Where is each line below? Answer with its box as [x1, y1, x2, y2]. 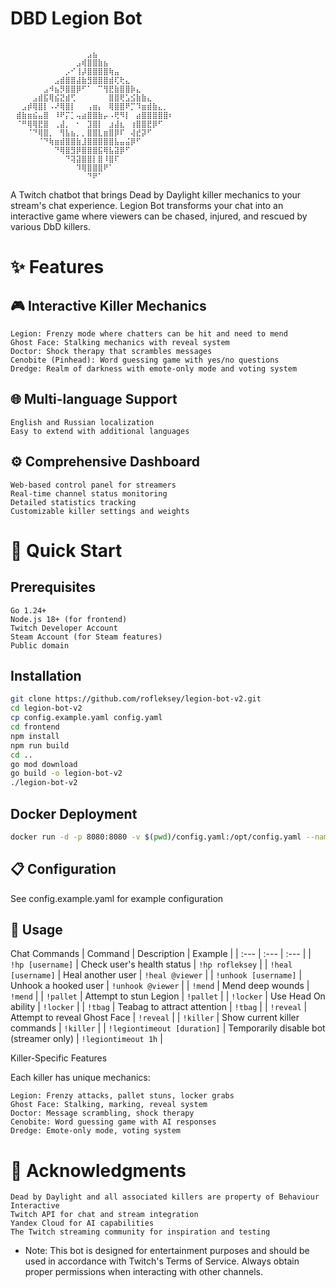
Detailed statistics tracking [10, 497, 137, 507]
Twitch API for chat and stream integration [10, 1210, 199, 1220]
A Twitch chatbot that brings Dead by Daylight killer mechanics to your [10, 188, 302, 201]
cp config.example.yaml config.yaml [10, 713, 163, 723]
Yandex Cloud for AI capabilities [10, 1218, 155, 1229]
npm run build [10, 740, 70, 751]
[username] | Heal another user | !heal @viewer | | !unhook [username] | [10, 969, 303, 981]
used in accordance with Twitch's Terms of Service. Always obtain [24, 1255, 300, 1267]
